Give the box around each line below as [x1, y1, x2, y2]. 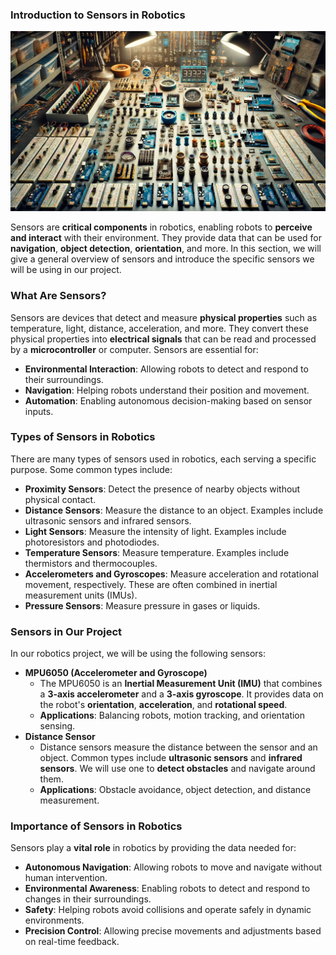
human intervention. [24, 872, 108, 884]
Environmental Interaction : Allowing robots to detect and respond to [24, 363, 309, 375]
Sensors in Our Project [10, 624, 123, 638]
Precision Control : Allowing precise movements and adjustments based [24, 925, 322, 937]
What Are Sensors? [10, 289, 107, 303]
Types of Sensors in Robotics [10, 430, 156, 444]
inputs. [24, 405, 54, 417]
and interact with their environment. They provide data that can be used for [10, 232, 322, 244]
